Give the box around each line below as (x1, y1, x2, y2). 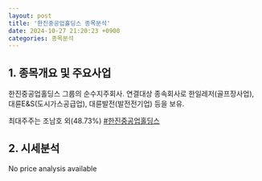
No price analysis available (8, 163, 97, 173)
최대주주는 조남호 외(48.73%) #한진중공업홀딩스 (8, 116, 161, 125)
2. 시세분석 (8, 142, 60, 155)
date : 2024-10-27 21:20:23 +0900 (8, 27, 121, 35)
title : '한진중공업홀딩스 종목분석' (8, 19, 111, 27)
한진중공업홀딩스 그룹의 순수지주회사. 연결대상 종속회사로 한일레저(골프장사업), (8, 89, 255, 99)
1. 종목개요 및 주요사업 (8, 66, 112, 80)
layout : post (8, 11, 52, 20)
